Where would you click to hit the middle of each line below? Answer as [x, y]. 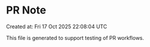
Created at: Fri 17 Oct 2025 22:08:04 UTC [57, 26]
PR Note [26, 10]
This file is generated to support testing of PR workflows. [75, 38]
